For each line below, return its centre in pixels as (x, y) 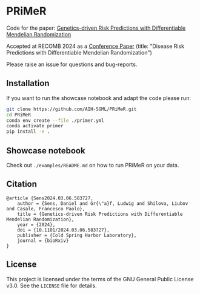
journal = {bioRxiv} (43, 241)
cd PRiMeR (19, 115)
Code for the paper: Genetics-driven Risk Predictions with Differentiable (96, 28)
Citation (22, 184)
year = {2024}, (36, 225)
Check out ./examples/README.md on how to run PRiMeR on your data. (93, 165)
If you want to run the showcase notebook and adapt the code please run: (98, 98)
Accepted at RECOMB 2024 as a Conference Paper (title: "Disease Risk (95, 46)
